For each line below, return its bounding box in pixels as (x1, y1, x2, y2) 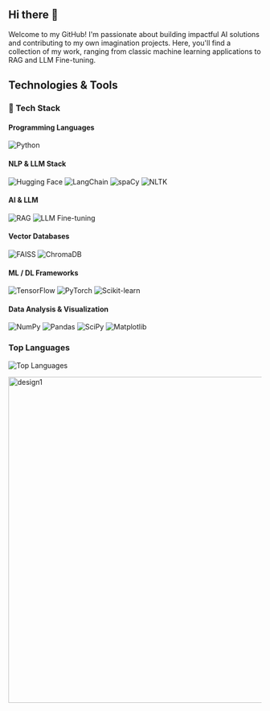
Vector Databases (8, 231, 70, 242)
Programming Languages (8, 122, 95, 132)
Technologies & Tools (8, 78, 118, 93)
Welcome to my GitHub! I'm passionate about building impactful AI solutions (8, 29, 260, 39)
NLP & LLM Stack (8, 159, 67, 168)
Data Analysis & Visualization (8, 304, 108, 314)
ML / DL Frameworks (8, 267, 79, 278)
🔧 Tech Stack (8, 102, 61, 114)
